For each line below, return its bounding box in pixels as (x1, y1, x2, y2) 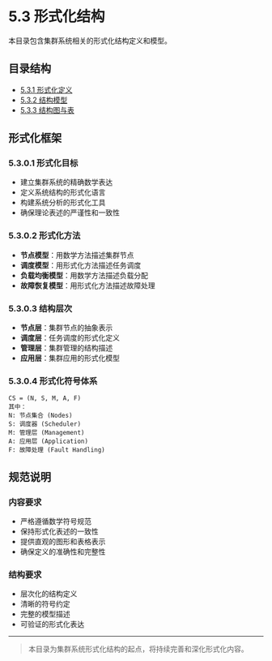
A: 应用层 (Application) (8, 437, 89, 446)
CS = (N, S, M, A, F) (8, 394, 82, 402)
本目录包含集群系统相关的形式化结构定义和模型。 (8, 36, 172, 45)
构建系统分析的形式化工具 (19, 198, 106, 208)
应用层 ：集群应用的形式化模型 (19, 354, 120, 363)
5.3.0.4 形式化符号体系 (8, 375, 98, 386)
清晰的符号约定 (19, 599, 70, 609)
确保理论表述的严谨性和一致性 (19, 208, 120, 217)
